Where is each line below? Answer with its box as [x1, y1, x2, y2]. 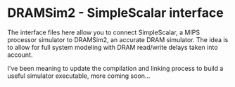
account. [7, 51, 33, 59]
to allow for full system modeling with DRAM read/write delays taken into [7, 43, 218, 51]
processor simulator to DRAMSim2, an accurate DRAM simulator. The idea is [7, 35, 229, 43]
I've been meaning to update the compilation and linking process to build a [7, 64, 224, 72]
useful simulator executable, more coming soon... [7, 72, 151, 80]
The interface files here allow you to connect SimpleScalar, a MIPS [7, 28, 201, 36]
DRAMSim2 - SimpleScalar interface [7, 5, 224, 21]
